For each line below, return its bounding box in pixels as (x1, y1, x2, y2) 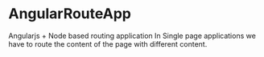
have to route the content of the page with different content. (8, 39, 208, 48)
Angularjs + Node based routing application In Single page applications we (8, 31, 256, 40)
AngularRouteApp (8, 5, 131, 23)
